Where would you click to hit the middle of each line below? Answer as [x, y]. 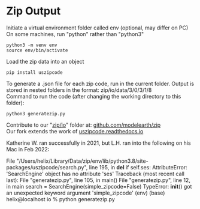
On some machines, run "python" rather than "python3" [75, 34]
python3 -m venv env [32, 45]
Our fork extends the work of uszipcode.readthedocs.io [75, 131]
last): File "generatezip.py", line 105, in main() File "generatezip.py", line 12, [98, 180]
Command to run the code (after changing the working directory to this [94, 96]
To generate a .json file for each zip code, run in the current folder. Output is [100, 83]
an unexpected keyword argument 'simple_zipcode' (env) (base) [86, 193]
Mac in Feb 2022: [28, 149]
